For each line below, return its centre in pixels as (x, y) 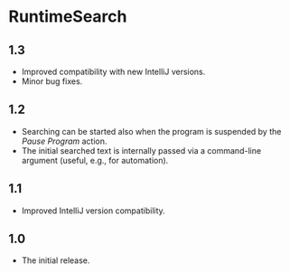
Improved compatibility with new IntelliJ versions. (113, 71)
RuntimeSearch (68, 17)
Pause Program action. (64, 141)
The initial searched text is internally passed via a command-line (141, 150)
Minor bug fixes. (52, 81)
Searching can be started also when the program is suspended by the (151, 131)
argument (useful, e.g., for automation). (95, 160)
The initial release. (56, 260)
